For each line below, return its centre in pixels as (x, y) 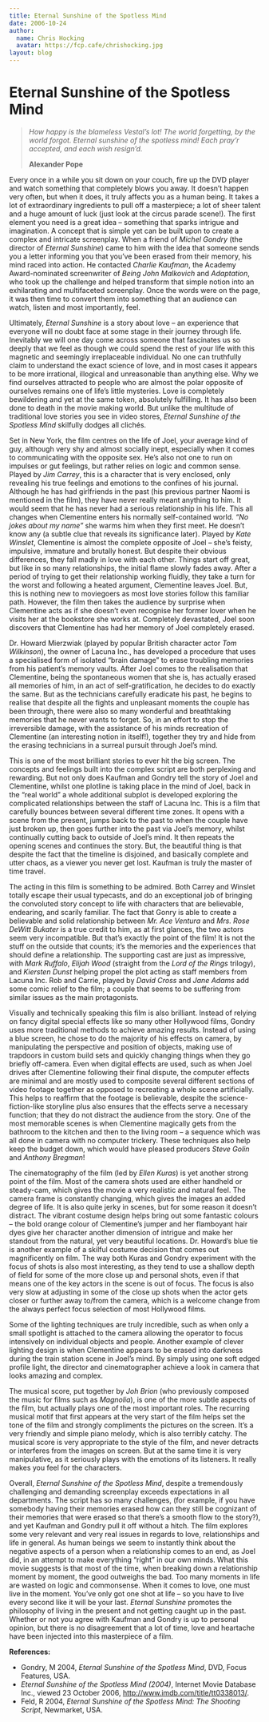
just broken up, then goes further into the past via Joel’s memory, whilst (127, 829)
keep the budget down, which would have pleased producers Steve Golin (129, 1149)
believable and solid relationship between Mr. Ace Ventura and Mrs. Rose (129, 921)
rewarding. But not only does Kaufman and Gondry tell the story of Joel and (134, 777)
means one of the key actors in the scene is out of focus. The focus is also (132, 1283)
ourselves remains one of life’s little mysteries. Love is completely (117, 391)
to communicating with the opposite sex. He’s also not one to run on (121, 457)
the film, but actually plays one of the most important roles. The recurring (130, 1408)
